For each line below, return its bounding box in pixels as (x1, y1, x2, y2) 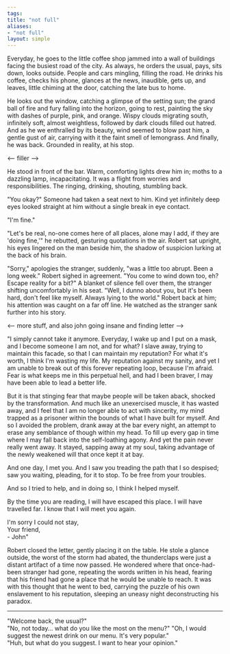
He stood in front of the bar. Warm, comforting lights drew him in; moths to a (7, 168, 222, 176)
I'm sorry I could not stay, (7, 518, 79, 526)
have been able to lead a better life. (7, 379, 107, 387)
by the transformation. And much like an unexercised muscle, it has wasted (7, 399, 219, 407)
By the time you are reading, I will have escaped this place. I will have (7, 497, 203, 506)
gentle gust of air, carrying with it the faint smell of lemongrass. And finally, (7, 133, 219, 142)
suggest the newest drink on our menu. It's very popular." (7, 631, 170, 640)
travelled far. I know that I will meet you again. (7, 505, 136, 513)
